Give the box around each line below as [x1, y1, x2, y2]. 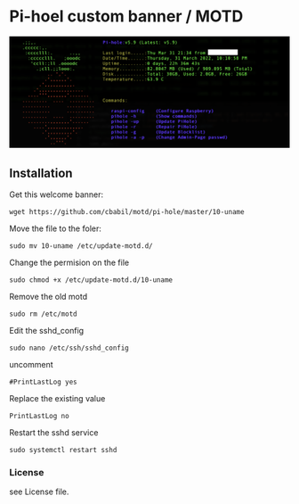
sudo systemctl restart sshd [9, 446, 117, 455]
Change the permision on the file [9, 257, 130, 269]
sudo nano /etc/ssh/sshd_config [9, 343, 129, 353]
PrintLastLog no [9, 412, 69, 421]
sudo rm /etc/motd [9, 310, 77, 318]
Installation [9, 165, 73, 180]
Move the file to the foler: [9, 223, 102, 234]
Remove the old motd [9, 292, 87, 302]
